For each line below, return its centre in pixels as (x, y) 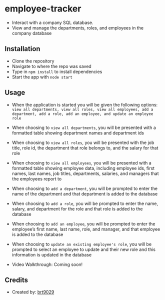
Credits (16, 280)
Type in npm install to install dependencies (57, 71)
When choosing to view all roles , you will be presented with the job (83, 142)
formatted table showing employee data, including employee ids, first (83, 168)
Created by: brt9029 (33, 292)
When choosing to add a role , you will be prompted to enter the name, (85, 203)
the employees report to (37, 178)
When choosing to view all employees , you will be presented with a (82, 162)
